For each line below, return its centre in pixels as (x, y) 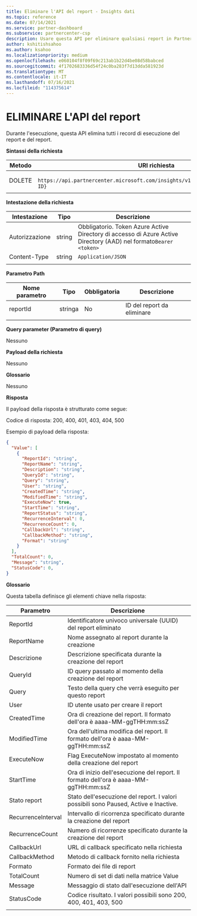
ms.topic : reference (31, 17)
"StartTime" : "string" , (51, 508)
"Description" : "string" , (53, 470)
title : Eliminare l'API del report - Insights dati (70, 11)
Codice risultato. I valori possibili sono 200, (127, 895)
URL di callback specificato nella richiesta (125, 847)
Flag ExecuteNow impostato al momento (123, 755)
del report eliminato (94, 628)
